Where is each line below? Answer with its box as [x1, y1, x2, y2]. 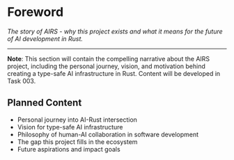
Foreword [7, 4, 64, 20]
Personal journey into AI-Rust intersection [17, 115, 138, 124]
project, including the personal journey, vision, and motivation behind [7, 62, 205, 70]
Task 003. [7, 77, 36, 85]
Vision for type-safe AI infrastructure [17, 122, 123, 131]
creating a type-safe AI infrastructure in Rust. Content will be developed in [7, 69, 221, 77]
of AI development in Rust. [7, 34, 84, 42]
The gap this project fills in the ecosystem [17, 137, 138, 146]
